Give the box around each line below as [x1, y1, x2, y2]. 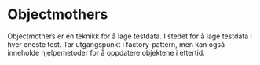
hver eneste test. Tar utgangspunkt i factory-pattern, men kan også [7, 39, 225, 49]
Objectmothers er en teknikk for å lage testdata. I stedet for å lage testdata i [7, 31, 252, 41]
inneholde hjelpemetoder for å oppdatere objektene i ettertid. [7, 48, 205, 57]
